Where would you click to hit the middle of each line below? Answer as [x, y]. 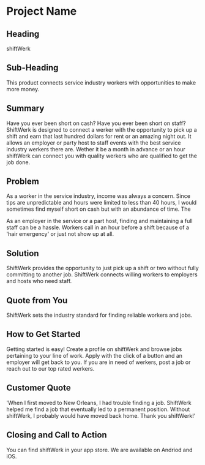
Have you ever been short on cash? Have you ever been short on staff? [96, 123]
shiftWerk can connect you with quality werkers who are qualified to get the [102, 156]
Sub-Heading [32, 68]
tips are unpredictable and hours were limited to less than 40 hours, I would [102, 203]
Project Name [42, 11]
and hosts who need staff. [39, 281]
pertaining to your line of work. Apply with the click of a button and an [94, 355]
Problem [23, 182]
